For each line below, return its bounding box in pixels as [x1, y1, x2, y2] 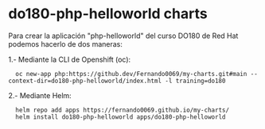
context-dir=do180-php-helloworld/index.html [8, 77, 162, 85]
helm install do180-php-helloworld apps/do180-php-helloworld [15, 112, 226, 121]
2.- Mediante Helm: [8, 90, 72, 100]
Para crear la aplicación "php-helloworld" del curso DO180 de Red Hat [8, 31, 239, 40]
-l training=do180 [164, 77, 226, 85]
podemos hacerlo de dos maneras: [8, 39, 123, 48]
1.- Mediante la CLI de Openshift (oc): [8, 55, 131, 64]
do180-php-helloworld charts [8, 5, 208, 23]
